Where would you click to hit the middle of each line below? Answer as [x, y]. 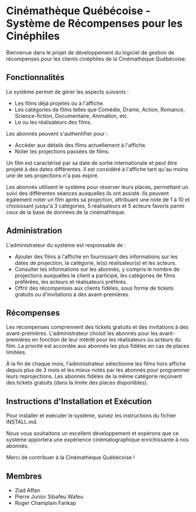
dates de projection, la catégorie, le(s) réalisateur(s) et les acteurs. [96, 263]
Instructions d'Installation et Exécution [79, 401]
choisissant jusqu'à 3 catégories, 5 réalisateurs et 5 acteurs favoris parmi [95, 206]
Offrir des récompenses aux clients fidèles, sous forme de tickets [94, 288]
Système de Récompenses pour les [94, 23]
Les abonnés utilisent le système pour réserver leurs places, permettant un [97, 187]
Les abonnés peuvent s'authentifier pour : [57, 133]
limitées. [16, 352]
